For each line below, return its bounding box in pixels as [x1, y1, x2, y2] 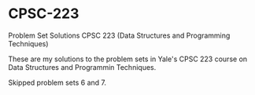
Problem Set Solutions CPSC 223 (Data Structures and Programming [8, 31, 231, 40]
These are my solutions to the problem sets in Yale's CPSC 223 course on [8, 54, 248, 64]
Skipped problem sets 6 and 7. [8, 78, 106, 87]
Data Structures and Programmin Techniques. [8, 62, 157, 71]
